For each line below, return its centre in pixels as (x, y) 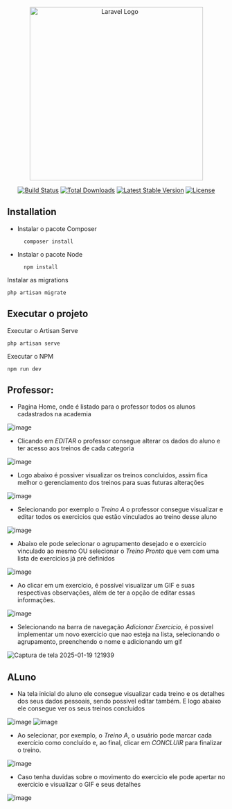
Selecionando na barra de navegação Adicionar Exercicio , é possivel (115, 627)
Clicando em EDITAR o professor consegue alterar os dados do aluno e (118, 441)
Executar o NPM (30, 356)
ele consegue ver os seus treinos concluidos (81, 708)
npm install (41, 267)
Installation (32, 212)
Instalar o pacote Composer (57, 228)
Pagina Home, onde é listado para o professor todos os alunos (106, 407)
